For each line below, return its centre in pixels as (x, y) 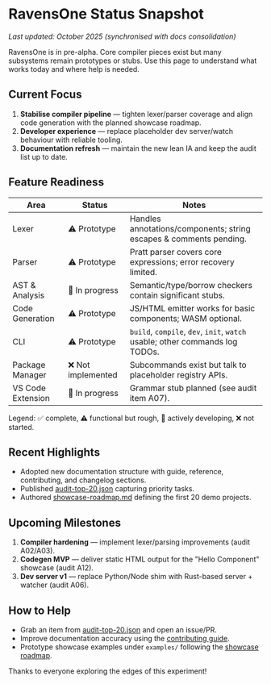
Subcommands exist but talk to (188, 365)
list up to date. (44, 156)
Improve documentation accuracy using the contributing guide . (125, 638)
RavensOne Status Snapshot (106, 14)
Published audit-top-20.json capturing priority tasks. (107, 489)
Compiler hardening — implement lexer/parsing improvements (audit (135, 542)
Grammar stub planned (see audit (193, 388)
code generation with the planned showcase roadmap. (110, 123)
